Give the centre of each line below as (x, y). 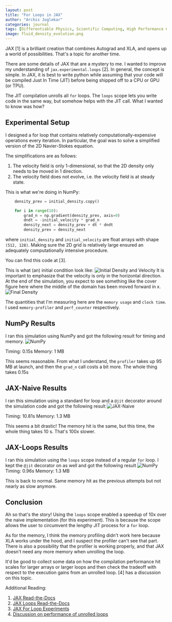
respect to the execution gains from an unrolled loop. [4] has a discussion (83, 573)
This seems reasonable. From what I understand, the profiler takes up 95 (84, 361)
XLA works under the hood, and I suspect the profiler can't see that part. (82, 541)
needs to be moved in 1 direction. (48, 171)
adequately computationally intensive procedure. (57, 250)
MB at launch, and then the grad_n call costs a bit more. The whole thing (81, 367)
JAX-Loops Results (37, 447)
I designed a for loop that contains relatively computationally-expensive (81, 135)
